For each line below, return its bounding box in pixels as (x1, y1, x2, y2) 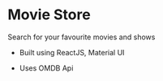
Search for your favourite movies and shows (7, 32, 156, 42)
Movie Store (7, 6, 91, 24)
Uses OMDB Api (19, 63, 74, 73)
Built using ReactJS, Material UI (19, 47, 125, 57)
